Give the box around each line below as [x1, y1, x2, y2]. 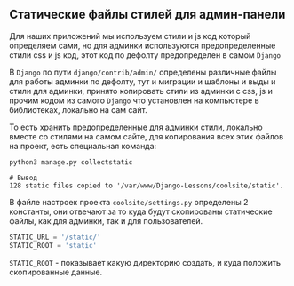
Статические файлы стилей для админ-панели [9, 7, 286, 22]
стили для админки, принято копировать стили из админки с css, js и [9, 85, 273, 96]
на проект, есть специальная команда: [9, 140, 157, 151]
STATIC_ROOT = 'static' [9, 241, 98, 250]
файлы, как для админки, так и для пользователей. [9, 215, 203, 226]
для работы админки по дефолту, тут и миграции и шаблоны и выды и [9, 75, 276, 87]
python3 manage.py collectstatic [9, 157, 133, 167]
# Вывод [9, 173, 38, 182]
